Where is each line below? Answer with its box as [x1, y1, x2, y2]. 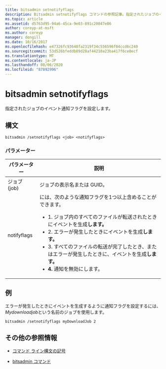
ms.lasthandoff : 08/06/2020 [5, 62, 63, 67]
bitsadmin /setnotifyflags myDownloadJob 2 [5, 319, 96, 324]
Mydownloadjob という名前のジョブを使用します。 [5, 309, 107, 315]
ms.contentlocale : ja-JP [5, 58, 56, 63]
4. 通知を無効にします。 [47, 265, 103, 272]
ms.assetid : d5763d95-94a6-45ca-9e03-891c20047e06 [5, 21, 112, 26]
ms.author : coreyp [5, 30, 43, 35]
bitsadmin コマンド [12, 358, 51, 364]
